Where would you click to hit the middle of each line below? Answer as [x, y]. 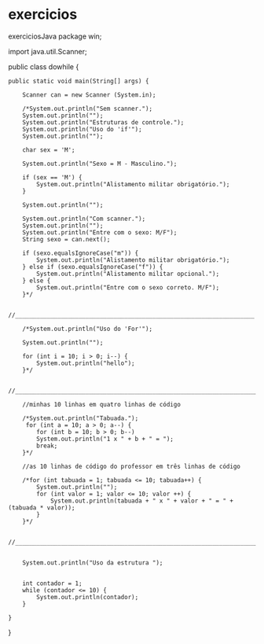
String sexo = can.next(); [66, 239]
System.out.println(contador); [88, 597]
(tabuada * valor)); [42, 508]
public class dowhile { [44, 66]
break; [47, 446]
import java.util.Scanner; [48, 51]
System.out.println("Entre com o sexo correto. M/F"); [128, 287]
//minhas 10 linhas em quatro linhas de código [101, 404]
